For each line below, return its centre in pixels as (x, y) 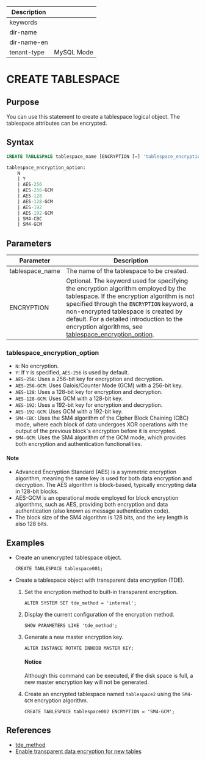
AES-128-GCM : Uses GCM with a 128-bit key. (69, 399)
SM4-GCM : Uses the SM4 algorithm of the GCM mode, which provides (100, 437)
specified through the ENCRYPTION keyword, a (130, 304)
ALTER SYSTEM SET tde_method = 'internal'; (81, 603)
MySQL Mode (74, 52)
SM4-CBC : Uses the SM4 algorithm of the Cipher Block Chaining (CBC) (102, 418)
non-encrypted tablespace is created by (124, 311)
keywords (23, 22)
